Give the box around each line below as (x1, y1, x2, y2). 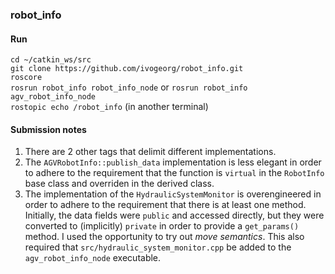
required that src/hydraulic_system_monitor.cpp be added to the (24, 241, 292, 253)
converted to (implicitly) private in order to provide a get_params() (24, 220, 300, 232)
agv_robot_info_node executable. (24, 252, 162, 264)
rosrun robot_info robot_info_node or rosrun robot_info (10, 81, 248, 93)
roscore (10, 73, 43, 83)
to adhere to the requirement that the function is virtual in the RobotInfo (24, 167, 325, 179)
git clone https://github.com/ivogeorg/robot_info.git (10, 64, 244, 74)
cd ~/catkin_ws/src (10, 55, 92, 65)
